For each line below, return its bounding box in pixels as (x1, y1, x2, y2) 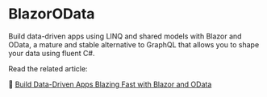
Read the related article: (8, 63, 88, 73)
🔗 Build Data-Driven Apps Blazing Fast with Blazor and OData (8, 79, 212, 89)
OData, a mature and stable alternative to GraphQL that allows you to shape (8, 39, 260, 49)
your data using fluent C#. (8, 48, 95, 58)
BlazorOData (8, 5, 95, 23)
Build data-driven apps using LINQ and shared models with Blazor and (8, 31, 242, 41)
